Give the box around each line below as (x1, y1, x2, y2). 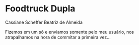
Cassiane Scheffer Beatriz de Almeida (5, 19, 83, 25)
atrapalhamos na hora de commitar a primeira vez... (5, 34, 111, 40)
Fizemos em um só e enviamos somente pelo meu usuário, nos (5, 29, 134, 35)
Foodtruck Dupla (5, 3, 75, 14)
